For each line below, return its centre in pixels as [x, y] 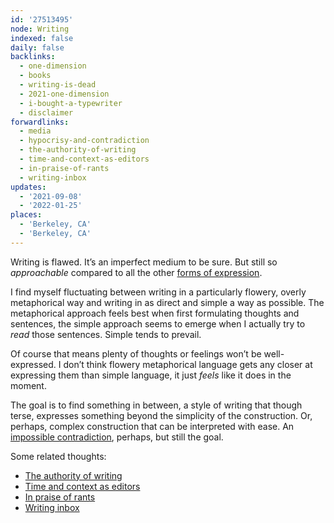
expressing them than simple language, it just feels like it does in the [151, 375]
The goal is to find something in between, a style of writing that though [156, 405]
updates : [28, 187]
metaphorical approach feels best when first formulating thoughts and [155, 313]
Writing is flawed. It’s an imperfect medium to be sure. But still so [144, 262]
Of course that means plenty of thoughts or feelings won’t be [136, 353]
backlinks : [33, 57]
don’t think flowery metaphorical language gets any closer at [188, 364]
